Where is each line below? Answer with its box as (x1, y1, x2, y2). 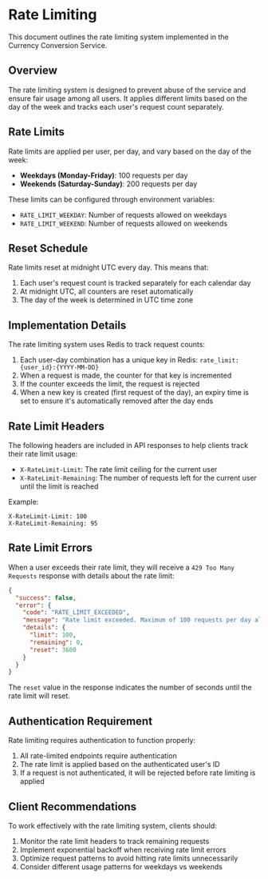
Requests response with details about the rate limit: (8, 570, 175, 581)
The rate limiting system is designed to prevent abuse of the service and (8, 85, 246, 94)
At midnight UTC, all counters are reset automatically (19, 286, 194, 297)
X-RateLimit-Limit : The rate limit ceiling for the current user (19, 465, 218, 473)
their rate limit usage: (8, 449, 78, 458)
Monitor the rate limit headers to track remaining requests (19, 836, 210, 845)
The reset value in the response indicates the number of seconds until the (8, 682, 253, 693)
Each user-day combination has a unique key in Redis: (19, 355, 198, 365)
